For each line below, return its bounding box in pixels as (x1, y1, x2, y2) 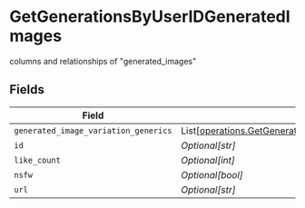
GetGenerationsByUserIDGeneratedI (9, 6, 290, 27)
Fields (9, 82, 45, 97)
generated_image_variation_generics (14, 125, 172, 135)
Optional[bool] (181, 168, 243, 181)
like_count (14, 154, 61, 165)
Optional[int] (181, 154, 236, 166)
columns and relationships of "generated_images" (9, 55, 197, 66)
